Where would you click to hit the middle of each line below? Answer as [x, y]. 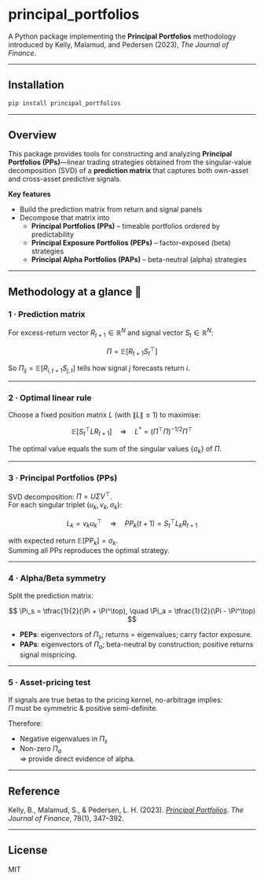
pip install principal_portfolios [65, 103]
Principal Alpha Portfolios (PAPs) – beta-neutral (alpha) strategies [139, 260]
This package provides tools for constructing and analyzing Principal [120, 154]
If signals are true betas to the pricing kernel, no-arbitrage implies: [115, 700]
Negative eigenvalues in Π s [63, 739]
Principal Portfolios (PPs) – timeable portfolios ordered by [125, 226]
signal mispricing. [48, 655]
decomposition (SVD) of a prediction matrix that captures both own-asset [128, 171]
